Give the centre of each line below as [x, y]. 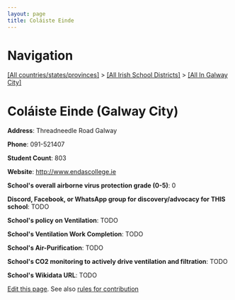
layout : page [27, 14]
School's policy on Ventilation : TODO [63, 221]
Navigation [40, 56]
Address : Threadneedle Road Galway [62, 131]
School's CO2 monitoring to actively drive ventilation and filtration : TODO [117, 262]
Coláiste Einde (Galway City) [93, 111]
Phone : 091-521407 [36, 144]
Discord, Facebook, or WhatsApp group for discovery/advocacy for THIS [116, 200]
